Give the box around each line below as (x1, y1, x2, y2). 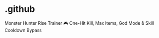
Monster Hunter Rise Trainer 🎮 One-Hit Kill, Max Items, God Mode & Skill (4, 20, 154, 26)
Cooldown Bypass (4, 27, 42, 33)
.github (4, 3, 35, 15)
